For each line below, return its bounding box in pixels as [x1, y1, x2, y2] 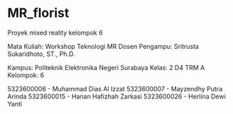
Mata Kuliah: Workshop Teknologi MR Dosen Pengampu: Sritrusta [7, 42, 199, 50]
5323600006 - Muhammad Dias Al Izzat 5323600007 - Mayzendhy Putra [7, 84, 223, 93]
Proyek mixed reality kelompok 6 [7, 28, 103, 37]
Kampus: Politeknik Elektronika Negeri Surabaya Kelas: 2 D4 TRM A [7, 63, 205, 72]
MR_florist [7, 5, 70, 21]
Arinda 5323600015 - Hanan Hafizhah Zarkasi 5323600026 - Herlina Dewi [7, 92, 226, 101]
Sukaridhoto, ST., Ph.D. [7, 50, 75, 58]
